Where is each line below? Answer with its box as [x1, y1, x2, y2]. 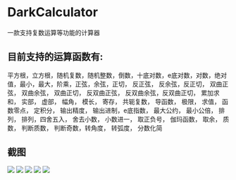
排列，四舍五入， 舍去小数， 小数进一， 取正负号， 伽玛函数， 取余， [20, 115, 222, 123]
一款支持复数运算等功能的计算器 [7, 28, 100, 37]
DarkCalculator [7, 4, 99, 20]
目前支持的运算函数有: [7, 51, 104, 63]
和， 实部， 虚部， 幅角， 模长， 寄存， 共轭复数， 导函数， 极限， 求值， [7, 97, 221, 105]
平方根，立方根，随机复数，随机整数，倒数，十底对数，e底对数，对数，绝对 [7, 71, 228, 79]
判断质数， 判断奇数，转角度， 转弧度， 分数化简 [20, 124, 163, 132]
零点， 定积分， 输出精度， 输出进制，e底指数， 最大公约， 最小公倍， [13, 106, 217, 115]
